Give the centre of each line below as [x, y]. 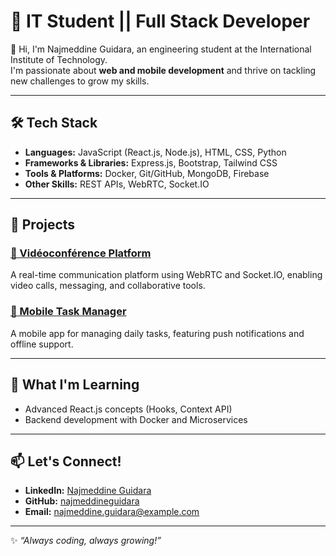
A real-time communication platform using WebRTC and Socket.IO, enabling [166, 275]
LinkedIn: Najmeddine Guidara [88, 491]
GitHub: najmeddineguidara [82, 501]
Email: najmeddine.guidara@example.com [112, 512]
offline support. [42, 344]
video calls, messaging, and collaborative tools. [108, 286]
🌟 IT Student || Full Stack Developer [160, 21]
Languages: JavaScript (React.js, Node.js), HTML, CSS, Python [155, 152]
